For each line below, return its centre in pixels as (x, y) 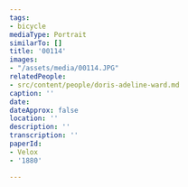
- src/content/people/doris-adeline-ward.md (94, 85)
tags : (19, 18)
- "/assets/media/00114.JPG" (64, 69)
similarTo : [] (36, 43)
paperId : (26, 144)
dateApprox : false (44, 110)
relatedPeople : (38, 77)
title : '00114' (38, 51)
